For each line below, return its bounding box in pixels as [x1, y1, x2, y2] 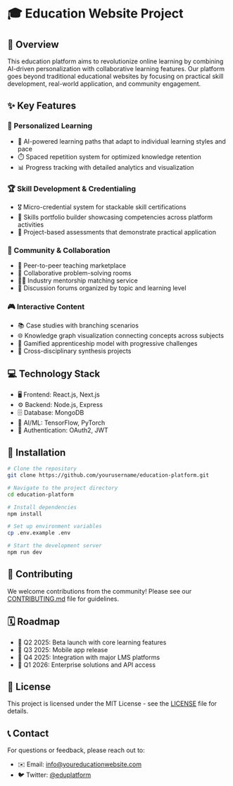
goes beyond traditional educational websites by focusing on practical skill [7, 72, 224, 80]
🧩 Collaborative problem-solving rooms [17, 269, 132, 277]
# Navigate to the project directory [7, 484, 118, 492]
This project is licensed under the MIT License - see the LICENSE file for [7, 699, 217, 708]
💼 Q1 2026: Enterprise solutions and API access [17, 660, 156, 669]
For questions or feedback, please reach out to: [7, 746, 146, 754]
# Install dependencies [7, 504, 77, 511]
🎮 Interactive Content [7, 302, 85, 312]
